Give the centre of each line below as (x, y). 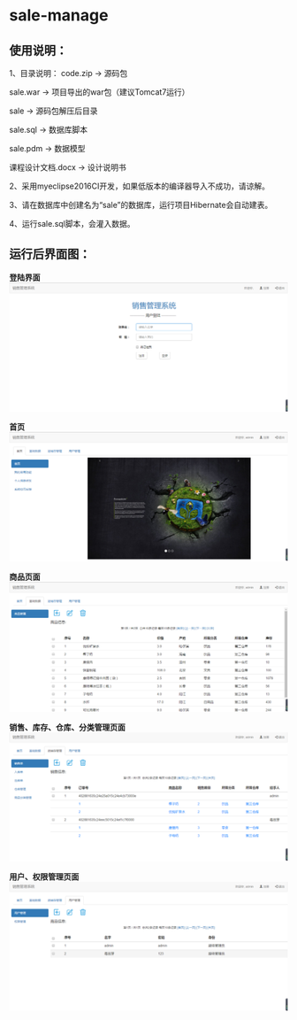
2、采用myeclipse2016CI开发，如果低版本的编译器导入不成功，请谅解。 (139, 186)
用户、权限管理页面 (44, 877)
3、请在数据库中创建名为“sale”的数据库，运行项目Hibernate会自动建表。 (141, 205)
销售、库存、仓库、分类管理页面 (67, 728)
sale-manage (59, 15)
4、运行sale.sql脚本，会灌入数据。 (72, 224)
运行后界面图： (50, 255)
